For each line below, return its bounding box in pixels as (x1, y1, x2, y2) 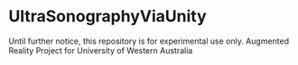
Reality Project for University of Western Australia (8, 45, 193, 55)
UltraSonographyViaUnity (8, 6, 207, 27)
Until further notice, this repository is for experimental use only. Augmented (8, 36, 290, 46)
